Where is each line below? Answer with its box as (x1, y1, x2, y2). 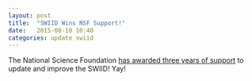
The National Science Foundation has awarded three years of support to (8, 56, 244, 65)
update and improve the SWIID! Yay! (8, 64, 126, 74)
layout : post (8, 11, 52, 20)
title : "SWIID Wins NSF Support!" (8, 19, 126, 27)
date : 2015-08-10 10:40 (8, 26, 94, 34)
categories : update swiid (8, 33, 94, 42)
